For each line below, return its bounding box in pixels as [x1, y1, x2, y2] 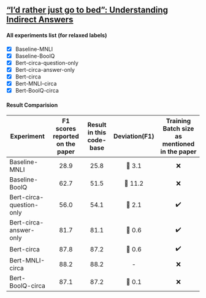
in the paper [160, 147, 197, 156]
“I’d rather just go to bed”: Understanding [6, 5, 169, 15]
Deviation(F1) [113, 132, 154, 140]
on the [56, 140, 75, 148]
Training [166, 117, 191, 125]
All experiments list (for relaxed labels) [6, 31, 107, 39]
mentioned [162, 140, 195, 148]
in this [88, 128, 106, 137]
